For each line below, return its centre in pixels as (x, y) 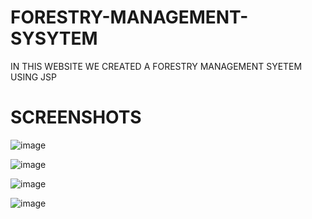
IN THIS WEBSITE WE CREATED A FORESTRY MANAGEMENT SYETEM (156, 66)
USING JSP (34, 77)
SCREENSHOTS (76, 117)
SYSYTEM (54, 38)
